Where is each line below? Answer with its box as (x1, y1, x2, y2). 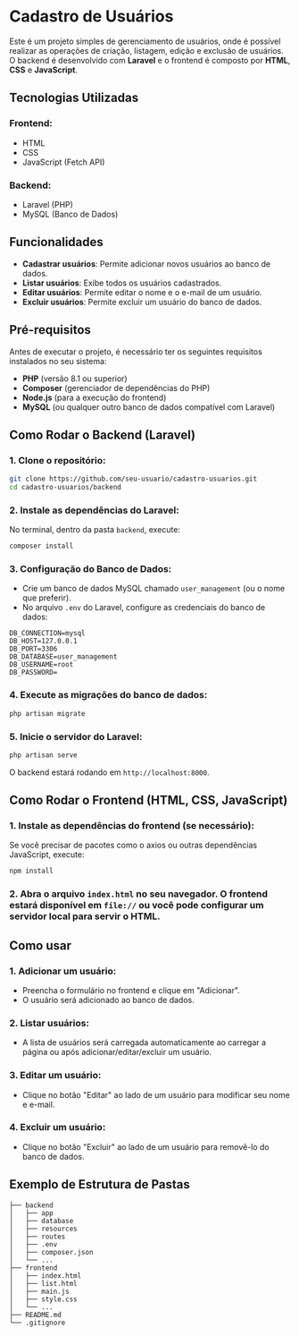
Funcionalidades (9, 234, 104, 250)
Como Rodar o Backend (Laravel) (9, 427, 196, 442)
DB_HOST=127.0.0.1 (9, 637, 78, 646)
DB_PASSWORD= (9, 668, 58, 677)
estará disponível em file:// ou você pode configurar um (9, 899, 264, 912)
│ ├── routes (9, 1232, 66, 1241)
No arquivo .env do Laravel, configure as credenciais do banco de (21, 602, 266, 613)
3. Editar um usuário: (9, 1069, 102, 1082)
